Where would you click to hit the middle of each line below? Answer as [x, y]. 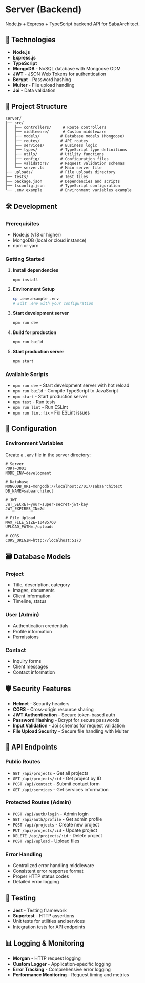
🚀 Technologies [30, 40]
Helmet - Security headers [41, 703]
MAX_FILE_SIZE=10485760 [31, 522]
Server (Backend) [44, 9]
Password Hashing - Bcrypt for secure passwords [66, 720]
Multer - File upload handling [44, 85]
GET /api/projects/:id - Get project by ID [57, 778]
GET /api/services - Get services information [60, 789]
